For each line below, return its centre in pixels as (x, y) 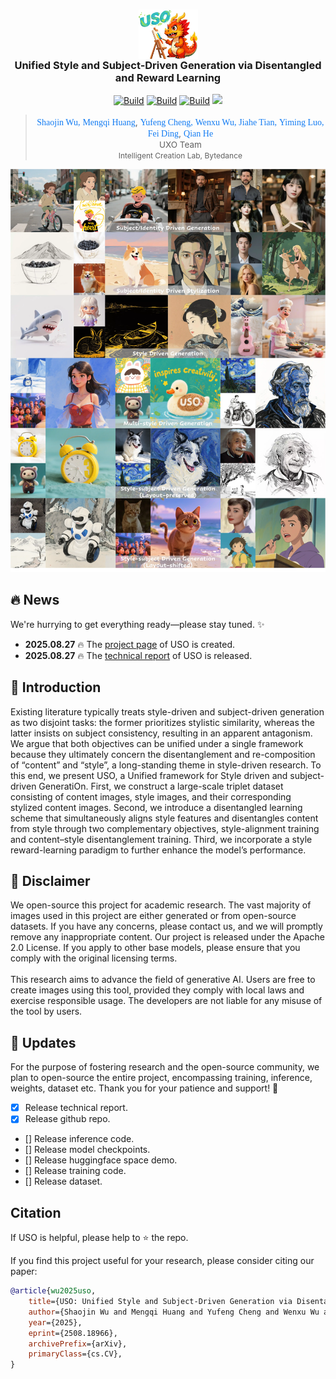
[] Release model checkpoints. (87, 1150)
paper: (24, 1271)
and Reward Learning (168, 77)
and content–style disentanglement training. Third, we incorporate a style (161, 839)
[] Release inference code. (79, 1139)
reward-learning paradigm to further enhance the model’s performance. (158, 850)
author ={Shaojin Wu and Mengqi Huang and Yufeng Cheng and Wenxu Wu (174, 1312)
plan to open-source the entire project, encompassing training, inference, (161, 1078)
